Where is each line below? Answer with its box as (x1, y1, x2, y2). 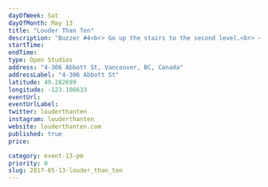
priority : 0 (8, 159, 48, 167)
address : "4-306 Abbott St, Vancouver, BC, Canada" (8, 64, 183, 72)
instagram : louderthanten (8, 115, 94, 123)
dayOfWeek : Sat (8, 11, 59, 20)
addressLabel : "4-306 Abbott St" (8, 71, 120, 79)
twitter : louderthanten (8, 108, 88, 116)
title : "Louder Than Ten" (8, 26, 94, 34)
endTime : (8, 49, 37, 56)
